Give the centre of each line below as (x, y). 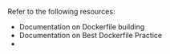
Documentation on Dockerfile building (82, 27)
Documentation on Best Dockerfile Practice (90, 35)
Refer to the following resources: (61, 12)
